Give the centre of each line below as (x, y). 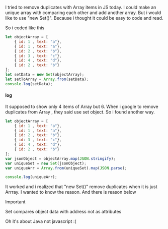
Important (15, 202)
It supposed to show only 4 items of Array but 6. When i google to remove (82, 106)
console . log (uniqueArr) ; (31, 177)
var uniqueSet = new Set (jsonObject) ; (46, 163)
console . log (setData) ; (29, 84)
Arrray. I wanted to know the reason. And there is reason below (71, 192)
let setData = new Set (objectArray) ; (45, 75)
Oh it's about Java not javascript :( (41, 221)
